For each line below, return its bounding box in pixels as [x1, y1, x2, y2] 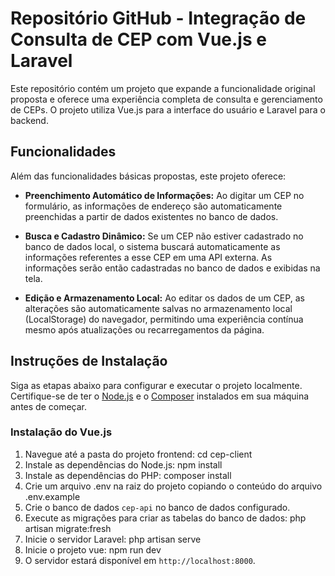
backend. [10, 114, 49, 126]
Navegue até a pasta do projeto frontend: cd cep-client [24, 448, 253, 460]
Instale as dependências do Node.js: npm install [24, 458, 223, 471]
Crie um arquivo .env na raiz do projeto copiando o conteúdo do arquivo [24, 480, 323, 492]
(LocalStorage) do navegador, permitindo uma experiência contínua [24, 313, 304, 325]
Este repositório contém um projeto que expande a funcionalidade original [10, 82, 316, 94]
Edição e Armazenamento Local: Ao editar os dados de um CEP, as [24, 292, 305, 304]
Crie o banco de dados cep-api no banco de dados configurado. [24, 501, 291, 513]
